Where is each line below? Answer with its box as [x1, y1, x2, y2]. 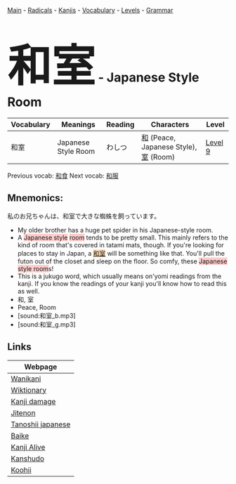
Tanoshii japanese [11, 419, 71, 429]
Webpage [24, 362, 58, 372]
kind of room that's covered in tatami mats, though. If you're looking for [17, 240, 225, 249]
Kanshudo [11, 453, 44, 463]
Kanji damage [11, 396, 56, 406]
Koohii [11, 465, 32, 475]
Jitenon [11, 407, 36, 417]
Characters [150, 119, 190, 129]
